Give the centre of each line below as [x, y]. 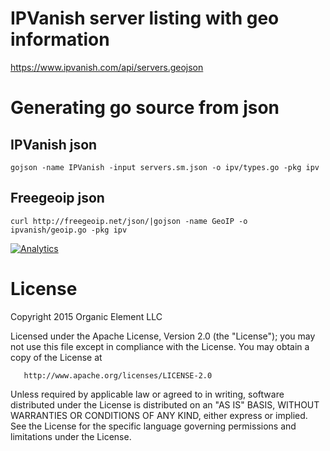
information [60, 39]
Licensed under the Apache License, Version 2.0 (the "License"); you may [163, 336]
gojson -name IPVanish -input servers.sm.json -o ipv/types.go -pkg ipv [165, 167]
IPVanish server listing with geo [145, 18]
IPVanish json [54, 144]
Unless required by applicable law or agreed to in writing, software [147, 394]
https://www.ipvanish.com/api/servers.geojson [107, 67]
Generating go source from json [145, 108]
